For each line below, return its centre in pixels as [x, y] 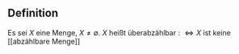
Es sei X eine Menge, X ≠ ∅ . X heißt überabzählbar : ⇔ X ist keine [119, 32]
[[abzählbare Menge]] [44, 41]
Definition [33, 13]
